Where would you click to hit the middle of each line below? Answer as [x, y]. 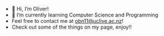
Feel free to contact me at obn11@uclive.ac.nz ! [67, 21]
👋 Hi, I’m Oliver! [30, 9]
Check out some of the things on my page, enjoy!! [71, 27]
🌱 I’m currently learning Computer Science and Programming [85, 15]
